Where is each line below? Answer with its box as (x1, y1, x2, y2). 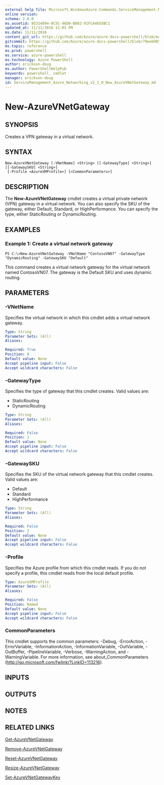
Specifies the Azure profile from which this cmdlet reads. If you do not (5, 564, 146, 571)
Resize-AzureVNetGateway (5, 765, 60, 771)
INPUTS (5, 673, 29, 682)
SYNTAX (5, 148, 33, 156)
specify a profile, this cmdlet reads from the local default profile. (5, 570, 134, 576)
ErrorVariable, (5, 643, 33, 649)
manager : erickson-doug (5, 75, 54, 80)
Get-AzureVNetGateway (5, 736, 54, 742)
